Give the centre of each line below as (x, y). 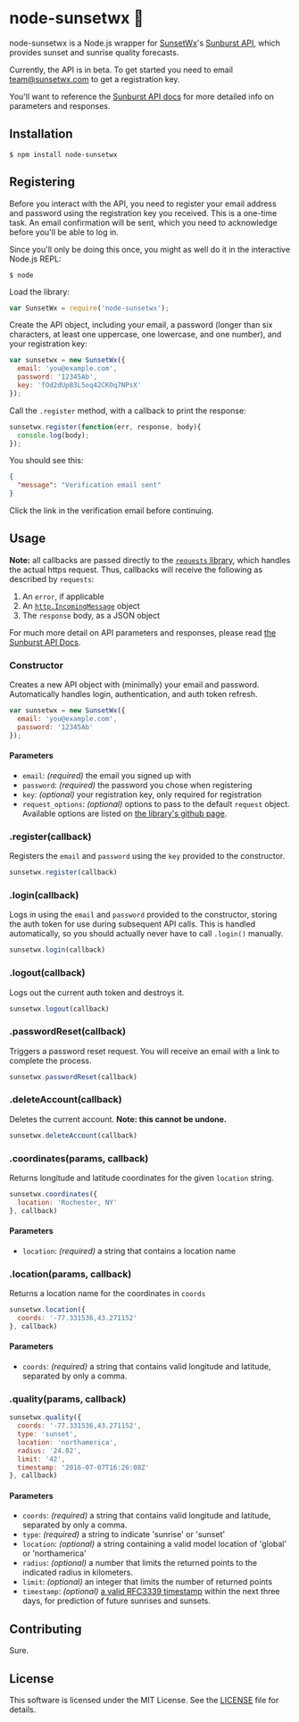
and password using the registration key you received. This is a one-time (143, 212)
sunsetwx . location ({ (48, 1310)
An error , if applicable (63, 596)
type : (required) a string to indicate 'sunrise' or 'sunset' (124, 1535)
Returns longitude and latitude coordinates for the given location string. (141, 1178)
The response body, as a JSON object (91, 615)
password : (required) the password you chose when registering (137, 785)
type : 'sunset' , (47, 1435)
